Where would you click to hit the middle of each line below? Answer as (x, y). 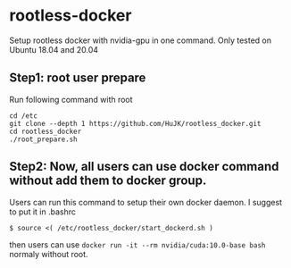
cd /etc (24, 116)
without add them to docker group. (108, 181)
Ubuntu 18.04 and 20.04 (54, 49)
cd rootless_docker (46, 131)
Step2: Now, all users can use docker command (144, 167)
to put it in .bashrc (42, 212)
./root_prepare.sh (43, 139)
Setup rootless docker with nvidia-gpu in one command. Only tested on (141, 40)
